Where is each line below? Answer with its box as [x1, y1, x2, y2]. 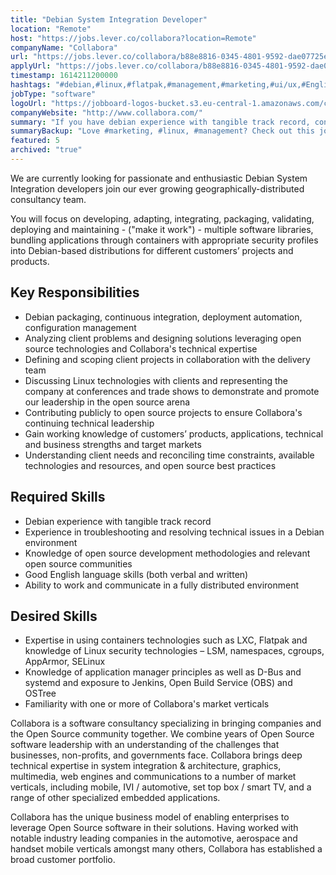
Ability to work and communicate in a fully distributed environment [24, 579, 300, 591]
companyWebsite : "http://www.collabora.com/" [10, 107, 203, 118]
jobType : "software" [10, 89, 97, 99]
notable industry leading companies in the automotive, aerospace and [10, 832, 298, 845]
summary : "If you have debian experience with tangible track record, [10, 117, 311, 127]
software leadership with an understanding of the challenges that [10, 739, 280, 751]
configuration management [24, 321, 137, 333]
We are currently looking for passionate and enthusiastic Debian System [10, 172, 308, 184]
